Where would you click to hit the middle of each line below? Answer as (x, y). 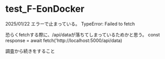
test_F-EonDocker (45, 9)
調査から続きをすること (30, 51)
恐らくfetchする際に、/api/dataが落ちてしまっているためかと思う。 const (83, 34)
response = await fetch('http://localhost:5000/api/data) (64, 40)
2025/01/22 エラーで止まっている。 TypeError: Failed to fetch (70, 24)
